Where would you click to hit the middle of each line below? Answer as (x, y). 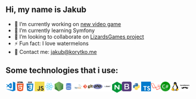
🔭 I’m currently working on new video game (68, 24)
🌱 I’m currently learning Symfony (55, 30)
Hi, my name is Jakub (46, 10)
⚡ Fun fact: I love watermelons (51, 43)
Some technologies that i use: (62, 71)
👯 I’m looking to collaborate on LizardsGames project (79, 36)
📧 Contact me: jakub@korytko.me (55, 52)
